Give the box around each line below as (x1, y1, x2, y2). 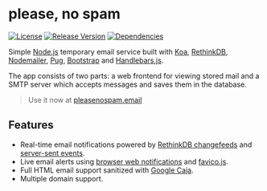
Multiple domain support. (19, 173, 104, 183)
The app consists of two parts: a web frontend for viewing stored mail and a (8, 71, 260, 80)
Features (8, 118, 54, 132)
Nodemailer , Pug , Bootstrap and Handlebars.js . (8, 55, 164, 65)
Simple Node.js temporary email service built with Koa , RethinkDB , (8, 47, 228, 56)
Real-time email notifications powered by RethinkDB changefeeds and (19, 140, 253, 149)
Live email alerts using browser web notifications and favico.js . (19, 156, 229, 166)
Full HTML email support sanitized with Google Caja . (19, 165, 195, 175)
